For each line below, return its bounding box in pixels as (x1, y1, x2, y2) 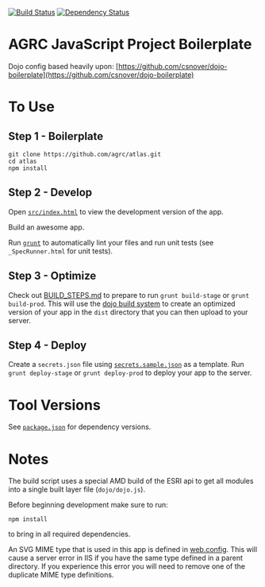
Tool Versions (8, 396, 101, 414)
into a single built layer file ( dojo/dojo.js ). (8, 485, 145, 494)
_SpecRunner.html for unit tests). (8, 246, 113, 256)
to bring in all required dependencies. (8, 529, 131, 539)
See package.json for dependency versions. (8, 422, 152, 432)
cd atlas (8, 157, 37, 165)
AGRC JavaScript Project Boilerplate (8, 36, 252, 53)
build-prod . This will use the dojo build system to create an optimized (8, 299, 236, 308)
